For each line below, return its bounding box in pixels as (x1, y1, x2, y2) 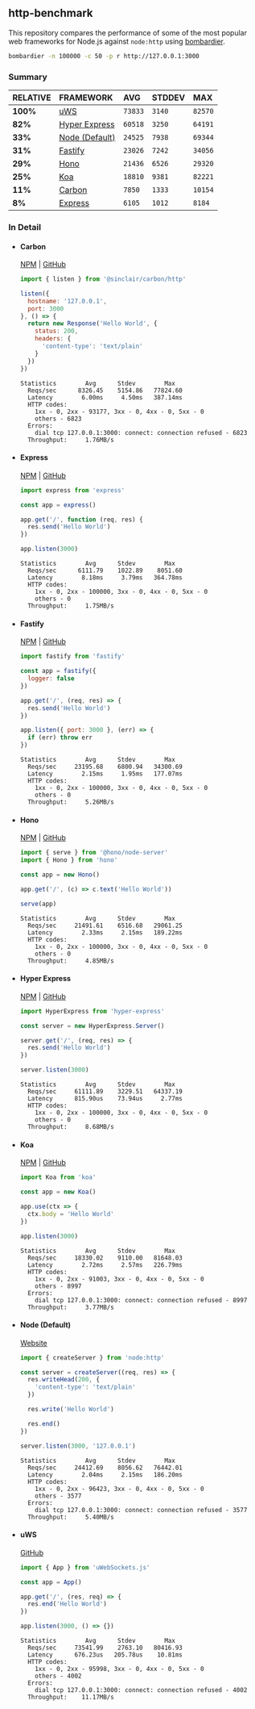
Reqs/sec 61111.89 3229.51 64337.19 (27, 1088, 183, 1096)
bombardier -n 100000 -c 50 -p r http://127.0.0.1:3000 (8, 52, 199, 60)
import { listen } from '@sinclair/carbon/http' (19, 275, 187, 283)
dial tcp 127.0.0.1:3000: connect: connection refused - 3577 (35, 1506, 248, 1514)
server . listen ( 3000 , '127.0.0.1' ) (19, 1442, 136, 1450)
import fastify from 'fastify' (19, 653, 125, 661)
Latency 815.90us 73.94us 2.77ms (27, 1095, 183, 1103)
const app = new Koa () (19, 1188, 97, 1197)
